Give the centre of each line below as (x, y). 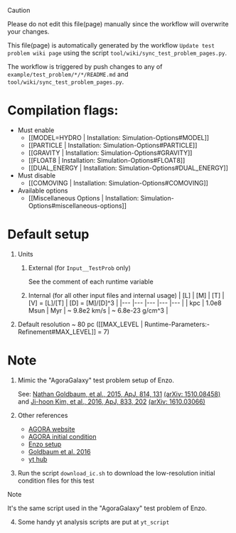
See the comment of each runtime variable (91, 281)
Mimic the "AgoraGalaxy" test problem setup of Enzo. (96, 380)
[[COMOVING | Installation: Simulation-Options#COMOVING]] (118, 183)
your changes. (28, 32)
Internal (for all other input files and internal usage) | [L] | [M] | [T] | (126, 295)
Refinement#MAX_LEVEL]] (57, 332)
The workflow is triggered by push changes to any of (85, 66)
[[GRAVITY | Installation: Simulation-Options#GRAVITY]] (110, 153)
